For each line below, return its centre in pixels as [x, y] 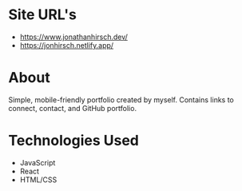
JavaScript [38, 162]
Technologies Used [74, 141]
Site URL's [43, 15]
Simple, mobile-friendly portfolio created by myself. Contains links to [121, 99]
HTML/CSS [38, 179]
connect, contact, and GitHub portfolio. [73, 108]
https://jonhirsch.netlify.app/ [67, 45]
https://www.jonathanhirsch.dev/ [73, 37]
